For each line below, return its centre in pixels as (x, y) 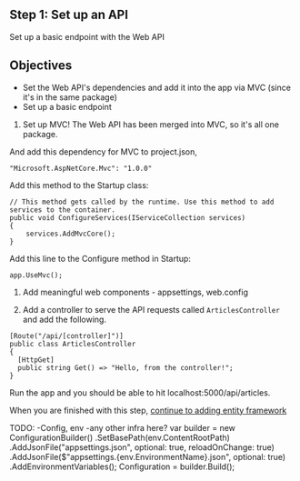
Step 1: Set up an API (69, 15)
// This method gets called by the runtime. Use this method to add (142, 202)
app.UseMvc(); (36, 275)
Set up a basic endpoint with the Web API (87, 36)
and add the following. (65, 319)
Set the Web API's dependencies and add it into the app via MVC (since (156, 87)
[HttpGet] (36, 360)
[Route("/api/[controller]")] (67, 336)
